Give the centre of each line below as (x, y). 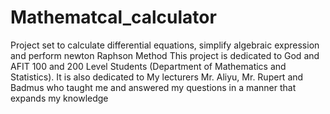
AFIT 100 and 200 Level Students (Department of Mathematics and (148, 66)
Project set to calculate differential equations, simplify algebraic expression (165, 45)
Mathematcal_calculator (113, 17)
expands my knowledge (59, 98)
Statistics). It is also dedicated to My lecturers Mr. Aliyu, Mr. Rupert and (157, 77)
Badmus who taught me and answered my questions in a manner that (153, 87)
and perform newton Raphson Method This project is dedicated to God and (165, 55)
